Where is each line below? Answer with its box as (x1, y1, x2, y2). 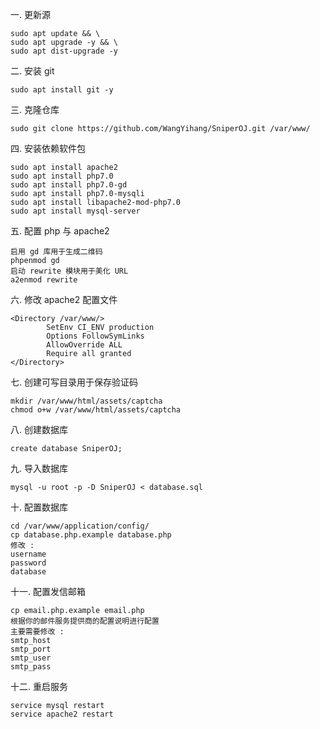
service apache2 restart (10, 709, 114, 719)
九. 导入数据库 (10, 463, 68, 474)
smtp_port (10, 644, 52, 654)
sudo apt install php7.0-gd (10, 180, 128, 190)
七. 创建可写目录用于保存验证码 (10, 376, 138, 388)
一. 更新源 (10, 9, 51, 20)
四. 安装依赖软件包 (10, 143, 86, 154)
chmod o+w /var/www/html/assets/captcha (10, 405, 182, 415)
